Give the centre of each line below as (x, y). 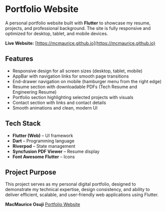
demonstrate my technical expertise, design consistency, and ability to (78, 190)
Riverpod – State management (44, 146)
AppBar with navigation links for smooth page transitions (71, 76)
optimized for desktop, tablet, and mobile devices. (57, 33)
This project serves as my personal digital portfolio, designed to (71, 184)
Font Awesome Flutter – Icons (44, 157)
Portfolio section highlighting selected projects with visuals (73, 97)
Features (19, 59)
